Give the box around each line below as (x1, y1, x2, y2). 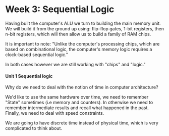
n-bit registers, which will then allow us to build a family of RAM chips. (5, 31, 151, 37)
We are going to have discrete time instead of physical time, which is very (5, 120, 159, 126)
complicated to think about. (5, 125, 62, 131)
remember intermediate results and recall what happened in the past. (5, 105, 149, 111)
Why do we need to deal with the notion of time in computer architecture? (5, 84, 158, 90)
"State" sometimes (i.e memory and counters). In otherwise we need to (5, 100, 153, 106)
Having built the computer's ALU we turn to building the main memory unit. (5, 20, 161, 26)
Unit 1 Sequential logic (5, 73, 53, 79)
